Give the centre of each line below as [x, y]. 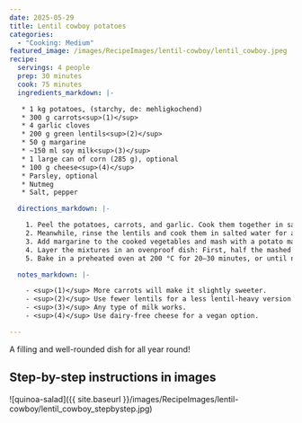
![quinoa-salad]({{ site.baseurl [65, 399]
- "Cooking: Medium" [56, 43]
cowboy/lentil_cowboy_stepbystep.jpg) [81, 409]
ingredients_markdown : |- [66, 93]
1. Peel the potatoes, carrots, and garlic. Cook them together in [154, 225]
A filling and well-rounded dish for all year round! [100, 349]
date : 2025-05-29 [42, 18]
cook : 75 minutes [50, 84]
